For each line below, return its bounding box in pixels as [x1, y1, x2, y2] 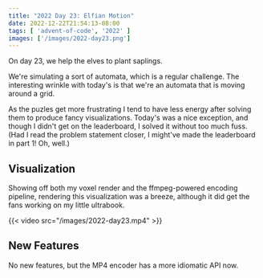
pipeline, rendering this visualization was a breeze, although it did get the [8, 192, 250, 202]
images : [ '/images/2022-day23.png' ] [8, 34, 131, 43]
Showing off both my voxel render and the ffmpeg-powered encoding [8, 183, 238, 193]
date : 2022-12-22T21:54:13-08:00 [8, 19, 120, 27]
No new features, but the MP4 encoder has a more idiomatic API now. [8, 260, 239, 270]
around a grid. [8, 89, 55, 99]
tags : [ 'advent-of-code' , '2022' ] [8, 27, 131, 35]
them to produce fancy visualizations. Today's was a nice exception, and [8, 113, 249, 123]
